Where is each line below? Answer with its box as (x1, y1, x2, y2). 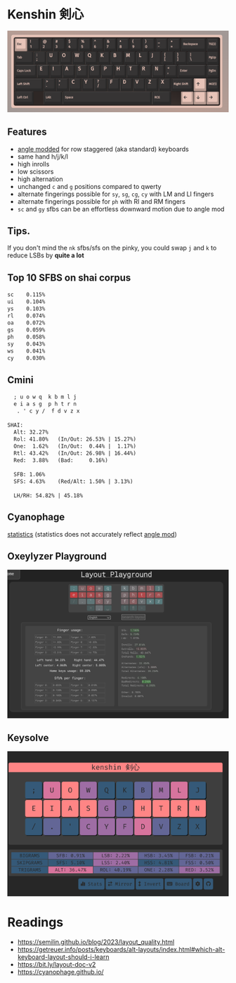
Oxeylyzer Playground (7, 551, 107, 563)
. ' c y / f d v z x (16, 407, 80, 415)
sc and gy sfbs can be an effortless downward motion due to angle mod (17, 204, 225, 213)
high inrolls (17, 159, 50, 168)
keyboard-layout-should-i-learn (17, 953, 110, 961)
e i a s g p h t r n (13, 400, 77, 408)
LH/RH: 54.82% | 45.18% (13, 491, 83, 499)
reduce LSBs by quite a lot (7, 251, 84, 260)
